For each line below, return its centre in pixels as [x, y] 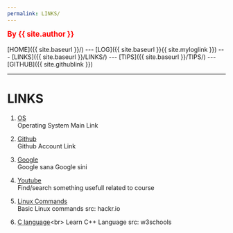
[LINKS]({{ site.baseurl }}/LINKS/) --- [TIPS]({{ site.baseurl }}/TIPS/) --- [114, 57]
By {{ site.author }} [41, 34]
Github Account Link [46, 146]
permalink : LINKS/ [34, 14]
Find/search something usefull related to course [86, 187]
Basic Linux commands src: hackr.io [69, 208]
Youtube [29, 180]
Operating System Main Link [58, 125]
